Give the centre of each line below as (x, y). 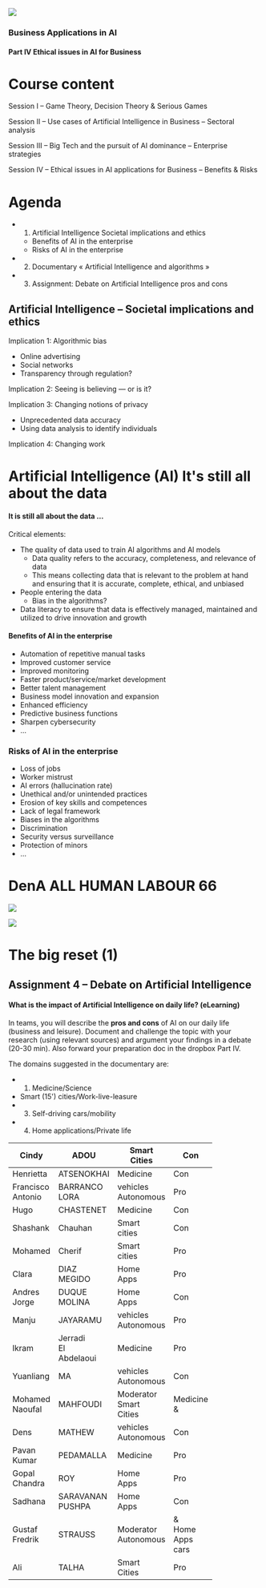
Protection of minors (54, 845)
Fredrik (26, 1539)
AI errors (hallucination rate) (66, 786)
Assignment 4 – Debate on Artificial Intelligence (130, 984)
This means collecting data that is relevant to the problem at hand (140, 575)
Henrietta (30, 1174)
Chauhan (75, 1227)
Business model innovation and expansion (89, 696)
